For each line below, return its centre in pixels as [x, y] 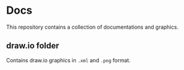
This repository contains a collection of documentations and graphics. [92, 27]
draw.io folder [33, 46]
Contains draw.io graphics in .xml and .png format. [68, 60]
